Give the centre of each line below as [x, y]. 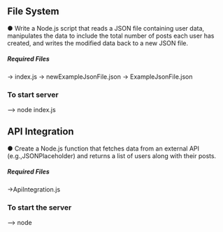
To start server [33, 95]
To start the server [39, 207]
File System [33, 11]
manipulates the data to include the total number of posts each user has [111, 36]
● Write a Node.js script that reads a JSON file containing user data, [106, 28]
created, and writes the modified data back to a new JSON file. [98, 43]
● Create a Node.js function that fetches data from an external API [103, 148]
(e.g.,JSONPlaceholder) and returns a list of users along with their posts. [112, 155]
